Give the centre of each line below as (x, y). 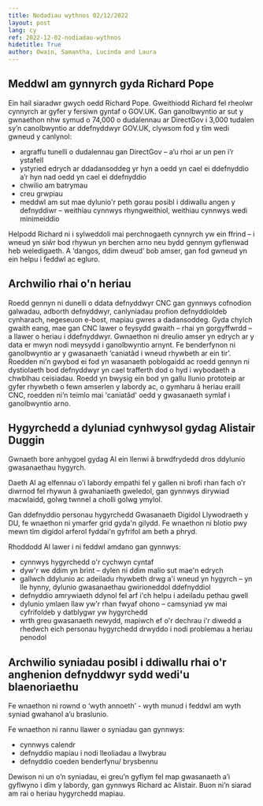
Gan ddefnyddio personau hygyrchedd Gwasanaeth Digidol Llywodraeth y (128, 515)
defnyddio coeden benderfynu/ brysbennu (89, 762)
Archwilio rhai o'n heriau (70, 284)
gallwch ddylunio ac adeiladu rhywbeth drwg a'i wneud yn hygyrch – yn (136, 579)
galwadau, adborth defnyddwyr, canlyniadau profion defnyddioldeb (118, 311)
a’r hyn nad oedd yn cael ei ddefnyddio (83, 176)
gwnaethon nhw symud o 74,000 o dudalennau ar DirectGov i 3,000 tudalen (131, 120)
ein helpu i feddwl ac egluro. (54, 259)
